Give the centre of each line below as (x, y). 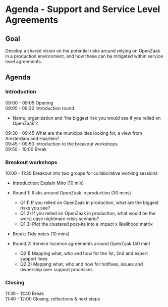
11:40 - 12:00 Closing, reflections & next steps (53, 299)
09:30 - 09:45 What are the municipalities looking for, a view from (74, 133)
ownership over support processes (57, 269)
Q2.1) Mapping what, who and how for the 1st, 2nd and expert (84, 253)
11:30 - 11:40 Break (25, 293)
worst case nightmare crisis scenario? (60, 219)
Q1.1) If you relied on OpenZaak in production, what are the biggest (89, 202)
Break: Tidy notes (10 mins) (41, 234)
